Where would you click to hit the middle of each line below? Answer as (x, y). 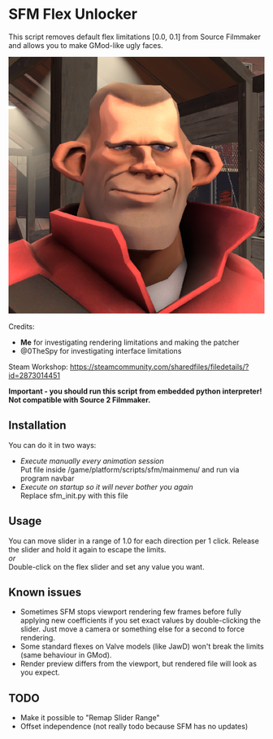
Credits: (22, 326)
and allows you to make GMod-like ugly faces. (86, 45)
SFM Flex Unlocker (73, 14)
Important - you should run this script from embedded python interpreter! (135, 391)
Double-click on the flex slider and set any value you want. (106, 566)
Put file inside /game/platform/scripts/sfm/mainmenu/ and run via (130, 469)
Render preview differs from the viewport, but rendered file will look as (139, 664)
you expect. (40, 672)
